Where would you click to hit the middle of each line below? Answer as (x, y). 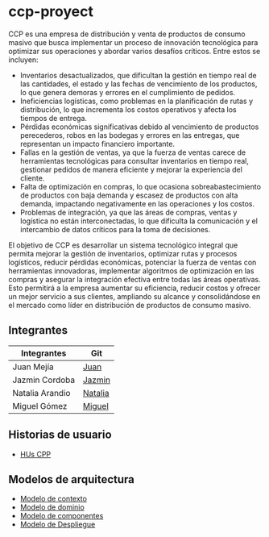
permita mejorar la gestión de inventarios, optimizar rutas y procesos (123, 253)
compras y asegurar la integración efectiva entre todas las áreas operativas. (134, 279)
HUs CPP (35, 454)
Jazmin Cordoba (43, 380)
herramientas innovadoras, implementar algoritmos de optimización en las (131, 271)
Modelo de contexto (53, 499)
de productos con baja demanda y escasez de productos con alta (129, 195)
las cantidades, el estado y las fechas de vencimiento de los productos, (139, 84)
